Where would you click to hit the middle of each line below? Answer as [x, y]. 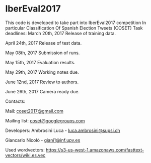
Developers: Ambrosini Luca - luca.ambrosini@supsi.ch [63, 130]
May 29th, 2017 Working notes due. [42, 72]
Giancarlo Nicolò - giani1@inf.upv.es [43, 140]
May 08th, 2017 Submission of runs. [43, 53]
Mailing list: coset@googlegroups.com [45, 120]
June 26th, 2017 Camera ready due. [42, 91]
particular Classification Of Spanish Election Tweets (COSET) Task [74, 28]
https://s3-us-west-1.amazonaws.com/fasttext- [95, 150]
